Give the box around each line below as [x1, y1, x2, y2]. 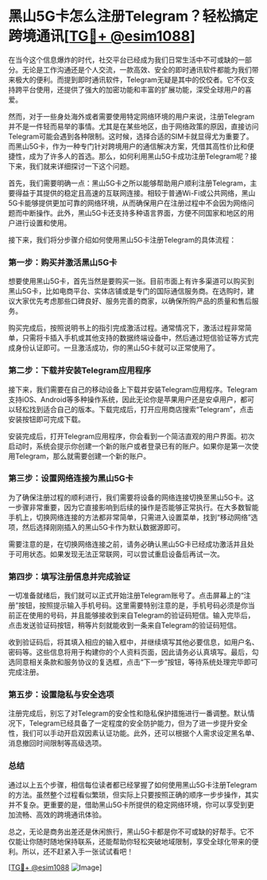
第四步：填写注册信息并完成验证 [8, 570, 131, 582]
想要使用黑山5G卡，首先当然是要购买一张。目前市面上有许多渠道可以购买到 [8, 276, 254, 286]
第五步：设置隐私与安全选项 [8, 689, 114, 700]
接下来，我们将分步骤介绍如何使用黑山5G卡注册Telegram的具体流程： [8, 235, 237, 244]
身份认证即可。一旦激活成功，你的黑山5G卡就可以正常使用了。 [14, 343, 220, 352]
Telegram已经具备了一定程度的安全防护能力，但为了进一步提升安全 [29, 718, 248, 728]
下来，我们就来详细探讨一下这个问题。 [8, 161, 133, 171]
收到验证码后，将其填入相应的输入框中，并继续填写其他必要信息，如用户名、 [8, 637, 259, 647]
